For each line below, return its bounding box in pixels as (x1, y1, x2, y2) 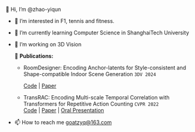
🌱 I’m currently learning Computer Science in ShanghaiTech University (14, 29, 190, 36)
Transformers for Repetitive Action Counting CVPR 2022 (23, 100, 159, 107)
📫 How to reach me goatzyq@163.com (14, 119, 112, 126)
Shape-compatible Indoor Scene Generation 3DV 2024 (23, 71, 156, 78)
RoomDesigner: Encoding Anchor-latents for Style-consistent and (23, 64, 187, 71)
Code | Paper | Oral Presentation (23, 107, 105, 114)
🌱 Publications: (14, 52, 54, 60)
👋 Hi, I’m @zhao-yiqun (5, 6, 61, 13)
